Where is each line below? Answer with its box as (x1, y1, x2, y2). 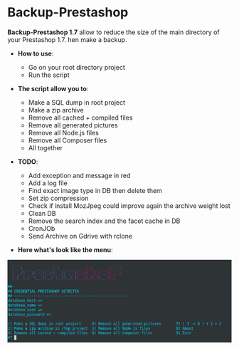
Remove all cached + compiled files (28, 113, 133, 122)
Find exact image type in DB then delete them (28, 186, 162, 194)
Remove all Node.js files (28, 128, 100, 137)
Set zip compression (28, 194, 89, 202)
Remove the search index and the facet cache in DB (28, 217, 181, 225)
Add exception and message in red (28, 171, 131, 179)
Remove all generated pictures (28, 120, 119, 129)
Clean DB (28, 209, 56, 217)
